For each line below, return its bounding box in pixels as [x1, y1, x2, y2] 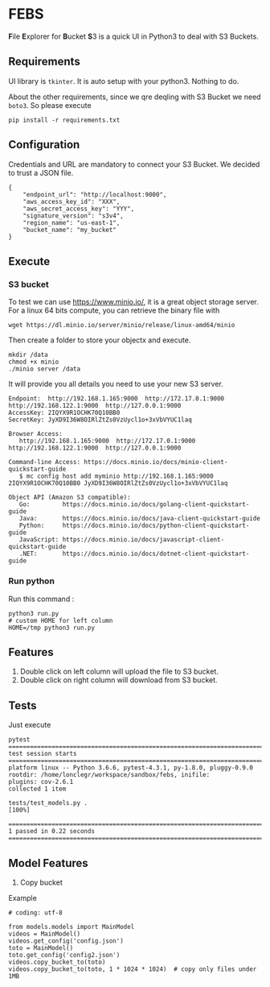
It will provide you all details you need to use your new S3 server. [8, 379, 223, 389]
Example [8, 893, 38, 902]
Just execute [8, 720, 51, 730]
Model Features [8, 856, 88, 870]
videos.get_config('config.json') [8, 936, 125, 945]
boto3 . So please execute [8, 100, 92, 110]
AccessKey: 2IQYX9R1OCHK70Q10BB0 [8, 408, 121, 417]
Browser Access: [8, 430, 63, 438]
